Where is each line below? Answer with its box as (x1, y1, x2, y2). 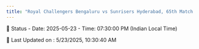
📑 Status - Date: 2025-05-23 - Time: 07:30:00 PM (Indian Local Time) (6, 25, 178, 32)
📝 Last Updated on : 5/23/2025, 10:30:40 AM (6, 36, 117, 43)
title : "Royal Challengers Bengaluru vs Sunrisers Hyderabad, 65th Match (6, 8, 194, 15)
